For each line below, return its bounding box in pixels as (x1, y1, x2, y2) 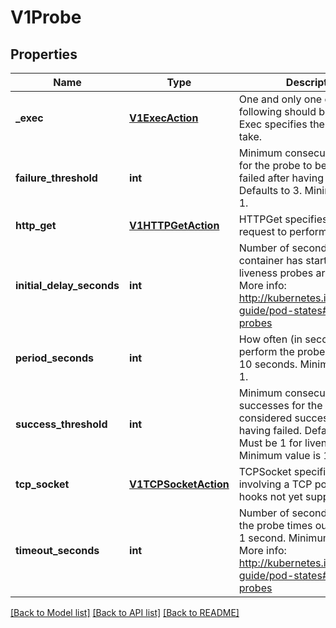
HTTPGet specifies (238, 212, 328, 226)
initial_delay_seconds (15, 279, 120, 292)
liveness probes (238, 266, 314, 280)
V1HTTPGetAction (129, 219, 220, 232)
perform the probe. (238, 345, 328, 358)
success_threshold (15, 417, 108, 431)
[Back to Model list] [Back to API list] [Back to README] (10, 607, 240, 618)
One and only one (238, 92, 323, 106)
